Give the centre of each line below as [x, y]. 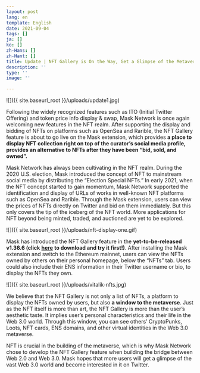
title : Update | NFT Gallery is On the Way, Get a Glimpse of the [90, 61]
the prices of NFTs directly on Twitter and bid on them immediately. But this [99, 206]
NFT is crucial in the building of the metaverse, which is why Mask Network [99, 346]
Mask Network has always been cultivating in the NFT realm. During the [94, 168]
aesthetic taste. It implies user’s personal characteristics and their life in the [99, 315]
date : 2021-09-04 [28, 28]
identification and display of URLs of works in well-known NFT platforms [95, 193]
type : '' [17, 73]
